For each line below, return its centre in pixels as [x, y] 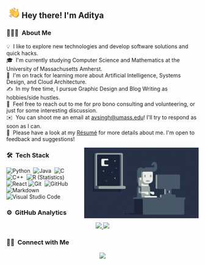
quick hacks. [22, 53]
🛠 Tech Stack [28, 155]
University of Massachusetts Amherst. [54, 68]
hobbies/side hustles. [33, 97]
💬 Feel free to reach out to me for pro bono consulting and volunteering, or [101, 104]
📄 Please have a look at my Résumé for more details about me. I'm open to [101, 132]
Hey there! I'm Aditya [63, 16]
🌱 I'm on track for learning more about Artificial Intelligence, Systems [94, 75]
